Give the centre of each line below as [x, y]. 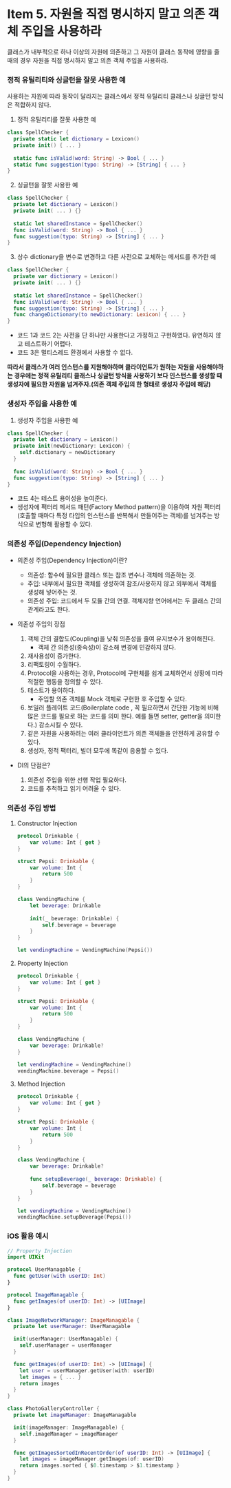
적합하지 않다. [33, 105]
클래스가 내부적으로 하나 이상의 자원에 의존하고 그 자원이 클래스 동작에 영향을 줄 [113, 52]
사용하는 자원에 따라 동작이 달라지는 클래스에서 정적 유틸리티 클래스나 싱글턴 [109, 96]
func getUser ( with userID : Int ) [60, 1276]
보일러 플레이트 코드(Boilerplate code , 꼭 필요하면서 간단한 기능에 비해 [123, 707]
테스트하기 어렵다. [48, 344]
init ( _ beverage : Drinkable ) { [75, 918]
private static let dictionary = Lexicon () [76, 139]
